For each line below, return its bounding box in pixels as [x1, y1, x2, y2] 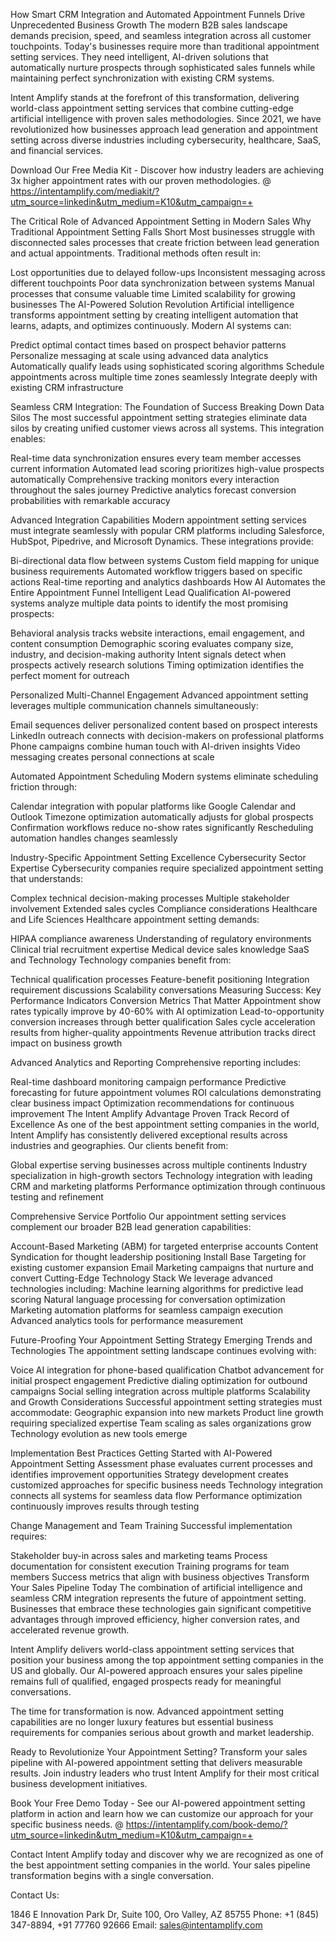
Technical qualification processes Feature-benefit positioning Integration [10, 974, 310, 985]
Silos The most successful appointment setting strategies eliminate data [10, 412, 308, 423]
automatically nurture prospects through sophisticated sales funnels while [10, 62, 316, 73]
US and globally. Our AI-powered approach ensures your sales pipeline [10, 1665, 303, 1676]
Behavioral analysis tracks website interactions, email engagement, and [10, 627, 305, 639]
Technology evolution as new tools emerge [10, 1428, 188, 1439]
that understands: [10, 873, 83, 884]
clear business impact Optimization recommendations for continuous [10, 1097, 295, 1109]
